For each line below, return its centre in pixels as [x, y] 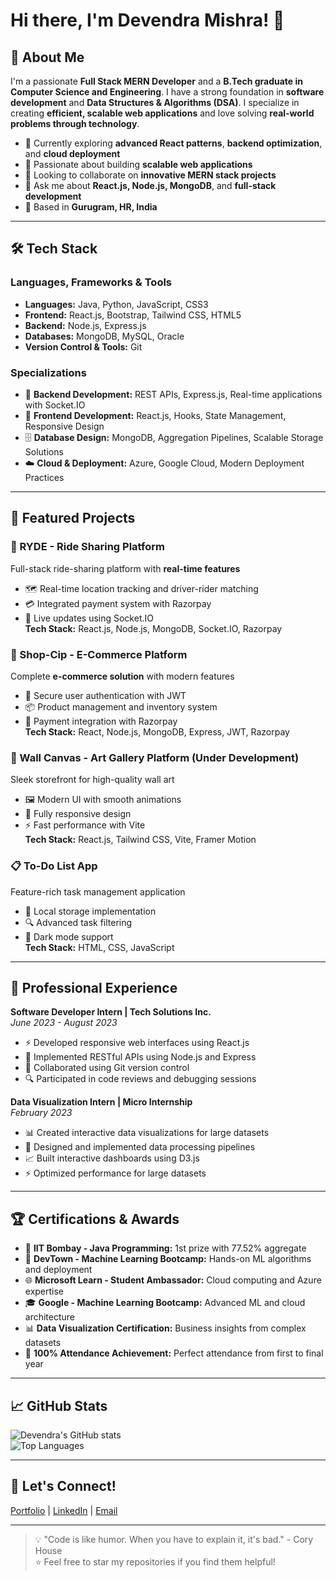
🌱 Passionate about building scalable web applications [138, 164]
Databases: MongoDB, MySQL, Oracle [104, 336]
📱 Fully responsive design [78, 814]
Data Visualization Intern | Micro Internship [101, 1102]
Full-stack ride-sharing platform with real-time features [125, 568]
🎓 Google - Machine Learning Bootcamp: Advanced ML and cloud [165, 1303]
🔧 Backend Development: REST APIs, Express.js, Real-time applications [173, 394]
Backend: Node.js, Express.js [85, 325]
